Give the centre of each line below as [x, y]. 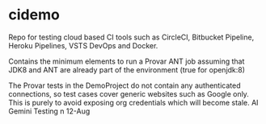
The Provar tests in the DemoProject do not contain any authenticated [125, 85]
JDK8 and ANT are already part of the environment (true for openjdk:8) [127, 69]
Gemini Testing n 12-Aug [49, 111]
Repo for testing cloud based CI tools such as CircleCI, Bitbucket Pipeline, [131, 37]
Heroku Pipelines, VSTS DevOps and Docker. [83, 45]
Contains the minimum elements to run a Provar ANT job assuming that [127, 61]
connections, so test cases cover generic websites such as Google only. [129, 93]
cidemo [34, 15]
